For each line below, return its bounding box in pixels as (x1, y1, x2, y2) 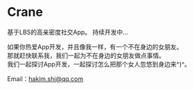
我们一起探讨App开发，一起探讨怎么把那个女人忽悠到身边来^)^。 (7, 60, 191, 68)
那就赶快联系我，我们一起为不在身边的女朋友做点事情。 (7, 51, 165, 60)
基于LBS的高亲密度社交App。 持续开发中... (7, 28, 128, 36)
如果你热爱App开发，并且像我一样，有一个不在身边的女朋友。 (7, 42, 183, 51)
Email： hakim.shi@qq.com (7, 74, 84, 83)
